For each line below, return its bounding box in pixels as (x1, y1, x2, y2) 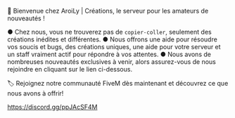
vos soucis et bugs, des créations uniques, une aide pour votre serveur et (7, 43, 221, 51)
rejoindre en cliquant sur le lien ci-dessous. (7, 65, 132, 73)
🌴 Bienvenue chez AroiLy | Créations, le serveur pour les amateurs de (7, 7, 209, 15)
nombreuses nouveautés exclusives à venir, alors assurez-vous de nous (7, 58, 216, 66)
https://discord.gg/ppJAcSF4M (7, 103, 98, 111)
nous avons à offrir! (7, 89, 64, 98)
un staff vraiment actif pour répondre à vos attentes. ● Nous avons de (7, 50, 211, 58)
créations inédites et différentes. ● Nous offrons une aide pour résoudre (7, 35, 218, 44)
